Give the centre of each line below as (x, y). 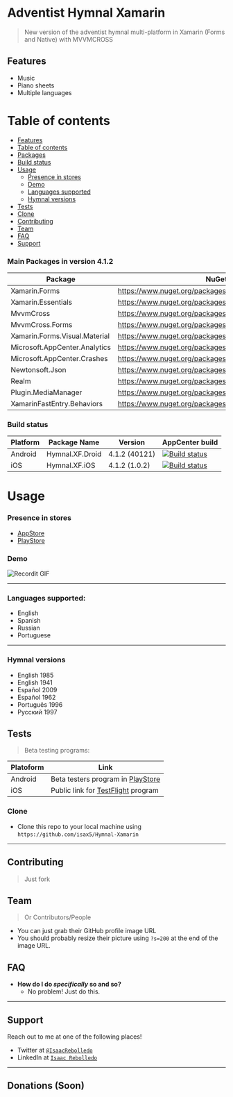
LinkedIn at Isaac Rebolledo (57, 1057)
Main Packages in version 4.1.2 (60, 261)
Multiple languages (44, 92)
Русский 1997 (37, 712)
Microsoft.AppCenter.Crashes (59, 358)
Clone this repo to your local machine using (79, 826)
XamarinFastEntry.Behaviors (57, 403)
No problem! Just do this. (64, 991)
